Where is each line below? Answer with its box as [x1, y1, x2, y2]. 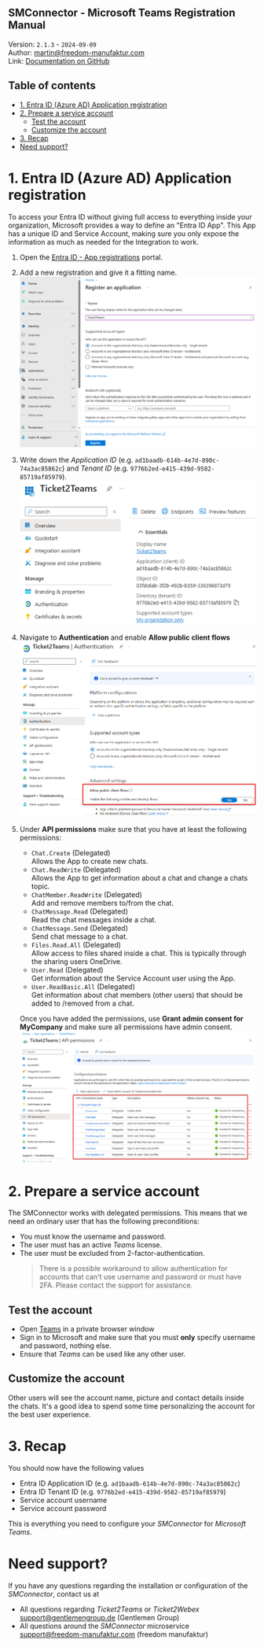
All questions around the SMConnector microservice [19, 1621, 190, 1630]
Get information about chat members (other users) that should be [31, 991, 244, 1000]
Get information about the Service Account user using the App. [31, 973, 236, 983]
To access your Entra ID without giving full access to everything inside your [8, 212, 253, 221]
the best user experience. [8, 1409, 92, 1419]
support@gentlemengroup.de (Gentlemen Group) [19, 1612, 180, 1622]
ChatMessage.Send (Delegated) [31, 924, 128, 933]
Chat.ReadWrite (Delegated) [31, 865, 122, 874]
